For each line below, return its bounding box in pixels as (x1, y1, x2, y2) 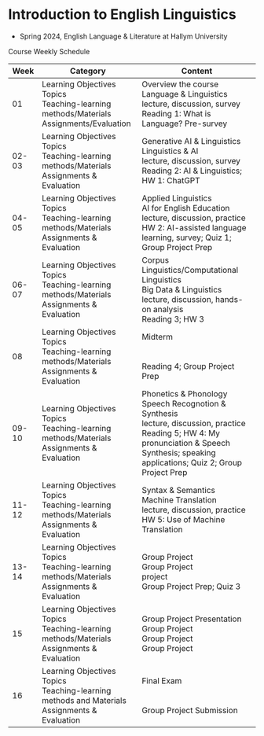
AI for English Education (141, 202, 230, 213)
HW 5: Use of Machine (141, 513, 225, 524)
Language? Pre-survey (141, 118, 228, 129)
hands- (214, 293, 244, 304)
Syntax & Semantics (141, 484, 216, 495)
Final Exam (141, 675, 182, 686)
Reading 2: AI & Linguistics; (141, 165, 242, 176)
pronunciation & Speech (141, 437, 230, 448)
